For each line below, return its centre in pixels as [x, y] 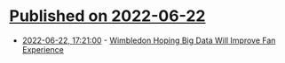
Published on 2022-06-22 [107, 16]
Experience [43, 49]
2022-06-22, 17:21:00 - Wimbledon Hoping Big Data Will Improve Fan [149, 40]
